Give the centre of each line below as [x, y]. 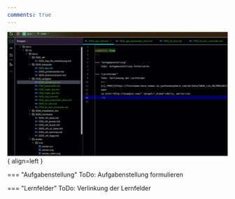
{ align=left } [25, 161]
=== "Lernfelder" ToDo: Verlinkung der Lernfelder [79, 188]
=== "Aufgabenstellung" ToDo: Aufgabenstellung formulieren [95, 174]
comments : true [29, 15]
